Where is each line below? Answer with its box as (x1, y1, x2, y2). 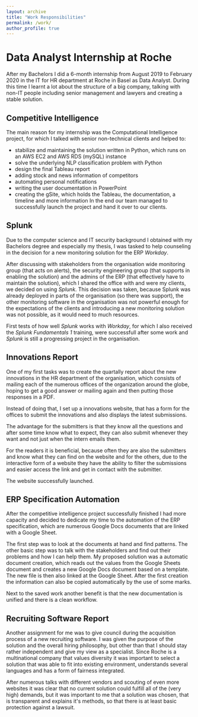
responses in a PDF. (6, 393, 55, 400)
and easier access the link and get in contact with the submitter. (6, 466, 162, 473)
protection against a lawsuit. (6, 704, 75, 711)
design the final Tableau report (14, 166, 90, 172)
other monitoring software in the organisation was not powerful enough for (6, 298, 189, 305)
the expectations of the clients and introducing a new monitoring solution (6, 304, 185, 312)
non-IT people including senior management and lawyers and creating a (6, 90, 183, 97)
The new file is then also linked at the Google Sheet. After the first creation (6, 572, 189, 579)
